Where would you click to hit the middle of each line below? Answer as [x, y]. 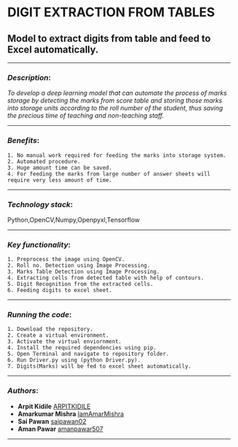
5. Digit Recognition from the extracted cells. [80, 284]
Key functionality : [39, 245]
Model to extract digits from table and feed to [109, 39]
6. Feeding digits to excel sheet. [60, 291]
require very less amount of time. [60, 180]
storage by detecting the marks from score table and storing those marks [115, 100]
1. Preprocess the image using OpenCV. [66, 260]
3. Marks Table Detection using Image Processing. [84, 272]
